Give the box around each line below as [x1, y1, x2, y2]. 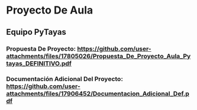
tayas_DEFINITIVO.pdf [6, 59, 72, 68]
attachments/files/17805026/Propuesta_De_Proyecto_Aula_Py [6, 52, 191, 60]
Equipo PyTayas [6, 27, 67, 37]
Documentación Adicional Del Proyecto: [6, 75, 123, 83]
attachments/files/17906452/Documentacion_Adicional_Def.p [6, 89, 189, 98]
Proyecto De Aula [6, 4, 93, 17]
